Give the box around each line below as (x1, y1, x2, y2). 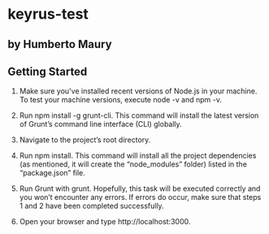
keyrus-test (7, 5, 89, 24)
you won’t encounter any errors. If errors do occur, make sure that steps (19, 193, 262, 202)
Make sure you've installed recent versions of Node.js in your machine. (19, 86, 258, 96)
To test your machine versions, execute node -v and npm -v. (19, 95, 223, 105)
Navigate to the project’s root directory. (19, 135, 151, 145)
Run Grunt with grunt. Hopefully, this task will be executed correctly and (19, 184, 261, 193)
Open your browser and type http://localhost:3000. (19, 217, 191, 227)
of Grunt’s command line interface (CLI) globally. (19, 119, 182, 129)
